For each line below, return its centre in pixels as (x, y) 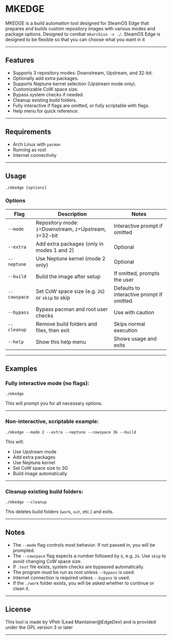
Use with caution (134, 312)
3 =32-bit (47, 235)
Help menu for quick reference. (46, 111)
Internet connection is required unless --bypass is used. (71, 577)
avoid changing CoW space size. (47, 561)
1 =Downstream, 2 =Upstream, (71, 229)
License (18, 609)
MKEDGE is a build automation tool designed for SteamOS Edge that (77, 23)
